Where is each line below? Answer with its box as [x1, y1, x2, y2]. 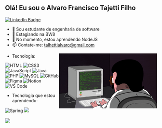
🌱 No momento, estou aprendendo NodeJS [12, 36, 98, 42]
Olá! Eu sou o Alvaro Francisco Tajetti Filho [5, 4, 136, 12]
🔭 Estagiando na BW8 [12, 31, 55, 37]
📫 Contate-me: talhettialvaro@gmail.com [12, 42, 95, 48]
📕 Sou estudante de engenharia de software [12, 26, 100, 32]
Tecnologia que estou [12, 92, 55, 98]
